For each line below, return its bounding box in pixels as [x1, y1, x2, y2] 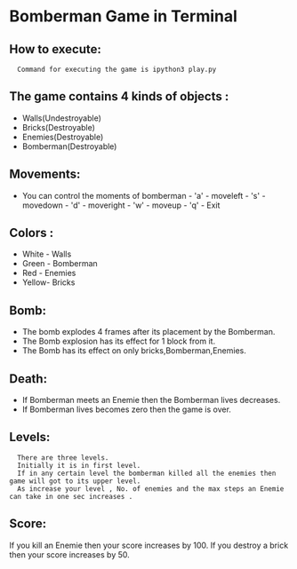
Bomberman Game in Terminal [9, 6, 238, 27]
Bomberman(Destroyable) [21, 140, 117, 152]
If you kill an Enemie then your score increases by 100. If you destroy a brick [9, 540, 289, 550]
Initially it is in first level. [17, 461, 141, 470]
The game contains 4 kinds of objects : [9, 89, 229, 104]
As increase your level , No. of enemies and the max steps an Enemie [17, 484, 285, 494]
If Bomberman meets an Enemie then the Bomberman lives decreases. [21, 395, 281, 406]
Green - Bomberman [21, 258, 98, 269]
